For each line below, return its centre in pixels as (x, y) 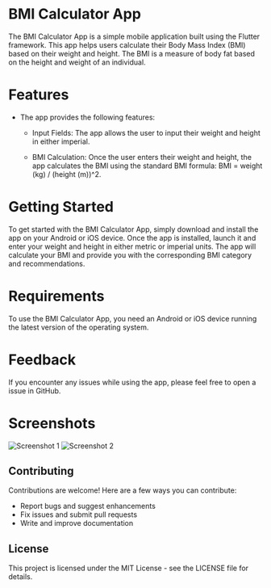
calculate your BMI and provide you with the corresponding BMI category (130, 254)
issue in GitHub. (35, 391)
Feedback (42, 359)
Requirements (56, 296)
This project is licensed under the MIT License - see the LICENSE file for (128, 568)
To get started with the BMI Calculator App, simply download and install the (133, 229)
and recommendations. (47, 263)
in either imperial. (61, 141)
